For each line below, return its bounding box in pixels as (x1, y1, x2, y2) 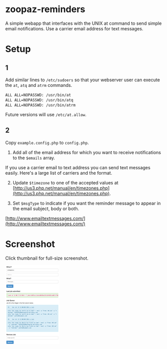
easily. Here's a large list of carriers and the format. (5, 170, 112, 176)
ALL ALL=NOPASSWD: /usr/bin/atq (5, 97, 73, 103)
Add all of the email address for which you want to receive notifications (12, 149, 161, 155)
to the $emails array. (12, 155, 56, 161)
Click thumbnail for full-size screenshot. (5, 255, 89, 261)
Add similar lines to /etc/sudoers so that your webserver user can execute (5, 77, 160, 83)
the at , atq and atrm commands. (5, 82, 72, 88)
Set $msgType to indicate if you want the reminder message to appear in (12, 200, 161, 206)
